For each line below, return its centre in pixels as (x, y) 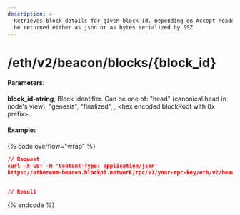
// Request (24, 159)
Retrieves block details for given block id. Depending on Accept (115, 21)
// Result (22, 191)
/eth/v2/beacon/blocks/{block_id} (112, 62)
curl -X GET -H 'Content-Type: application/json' (83, 166)
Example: (22, 130)
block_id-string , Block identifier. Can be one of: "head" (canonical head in (117, 99)
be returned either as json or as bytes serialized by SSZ (104, 27)
